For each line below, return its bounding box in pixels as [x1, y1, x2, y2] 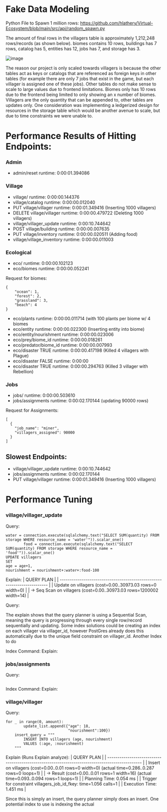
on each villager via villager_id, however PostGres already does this [5, 628, 144, 634]
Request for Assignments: [5, 407, 59, 413]
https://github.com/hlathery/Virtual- [80, 20, 153, 26]
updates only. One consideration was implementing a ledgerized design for [5, 102, 160, 108]
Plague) [12, 353, 29, 359]
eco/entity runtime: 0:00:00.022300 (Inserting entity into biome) [12, 326, 145, 332]
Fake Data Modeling [5, 3, 89, 15]
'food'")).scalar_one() [5, 550, 55, 555]
